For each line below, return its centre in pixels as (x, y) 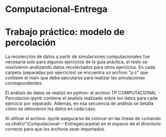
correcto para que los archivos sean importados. (55, 129)
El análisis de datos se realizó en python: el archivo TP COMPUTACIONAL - (82, 93)
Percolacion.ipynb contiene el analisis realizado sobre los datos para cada (81, 98)
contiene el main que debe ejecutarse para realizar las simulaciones (75, 78)
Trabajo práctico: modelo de (65, 32)
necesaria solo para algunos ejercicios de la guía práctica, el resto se (76, 62)
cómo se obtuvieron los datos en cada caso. (51, 109)
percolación (30, 43)
